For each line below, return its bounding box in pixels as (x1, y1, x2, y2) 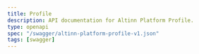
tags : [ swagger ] (7, 36, 55, 43)
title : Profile (7, 10, 52, 18)
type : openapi (7, 23, 49, 30)
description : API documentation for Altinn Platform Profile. (7, 17, 194, 24)
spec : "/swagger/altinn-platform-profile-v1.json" (7, 29, 159, 37)
